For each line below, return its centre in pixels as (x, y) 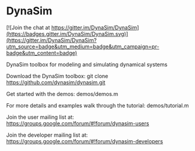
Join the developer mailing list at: (47, 135)
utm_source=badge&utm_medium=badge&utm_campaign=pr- (83, 47)
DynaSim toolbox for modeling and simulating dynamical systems (87, 64)
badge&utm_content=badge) (42, 53)
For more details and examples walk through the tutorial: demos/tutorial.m (97, 105)
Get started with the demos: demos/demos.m (62, 94)
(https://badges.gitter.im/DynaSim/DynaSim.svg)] (67, 33)
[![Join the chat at (28, 27)
